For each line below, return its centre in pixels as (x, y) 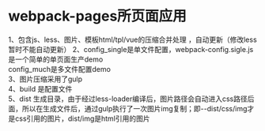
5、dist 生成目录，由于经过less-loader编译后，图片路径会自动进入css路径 (128, 99)
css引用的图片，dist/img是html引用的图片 (82, 118)
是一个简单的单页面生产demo (56, 59)
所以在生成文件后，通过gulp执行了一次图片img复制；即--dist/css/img (134, 108)
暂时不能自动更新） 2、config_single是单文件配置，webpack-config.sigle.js (131, 49)
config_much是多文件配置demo (59, 69)
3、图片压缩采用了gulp (45, 79)
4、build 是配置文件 (40, 88)
